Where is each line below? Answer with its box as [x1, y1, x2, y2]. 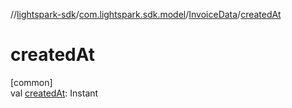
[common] [10, 76, 53, 88]
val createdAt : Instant [10, 87, 99, 99]
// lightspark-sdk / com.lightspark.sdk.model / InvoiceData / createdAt [10, 9, 282, 20]
